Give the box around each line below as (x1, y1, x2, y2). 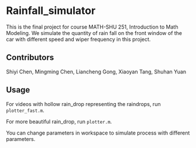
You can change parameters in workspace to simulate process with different (6, 129, 190, 136)
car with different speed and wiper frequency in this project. (6, 36, 151, 43)
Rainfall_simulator (6, 4, 96, 17)
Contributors (6, 52, 54, 62)
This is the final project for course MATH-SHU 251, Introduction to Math (6, 23, 178, 30)
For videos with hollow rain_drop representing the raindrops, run (6, 100, 161, 107)
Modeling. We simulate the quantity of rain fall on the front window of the (6, 29, 183, 36)
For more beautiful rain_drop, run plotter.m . (6, 118, 112, 125)
